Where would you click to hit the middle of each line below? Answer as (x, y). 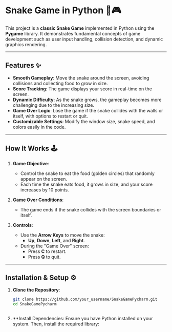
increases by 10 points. (45, 190)
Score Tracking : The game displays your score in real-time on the (82, 89)
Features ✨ (23, 65)
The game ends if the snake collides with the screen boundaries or (91, 209)
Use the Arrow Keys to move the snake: (62, 235)
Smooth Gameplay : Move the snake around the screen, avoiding (81, 77)
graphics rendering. (26, 44)
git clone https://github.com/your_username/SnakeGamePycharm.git (85, 299)
